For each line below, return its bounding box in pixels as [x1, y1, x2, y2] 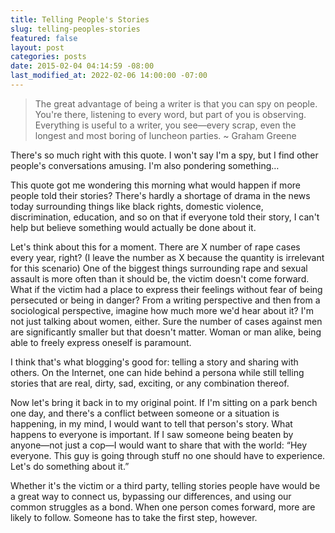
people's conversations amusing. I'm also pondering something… [10, 159, 280, 171]
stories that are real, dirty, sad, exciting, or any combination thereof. [10, 377, 290, 389]
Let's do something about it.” [10, 460, 130, 472]
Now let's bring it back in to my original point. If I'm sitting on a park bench [10, 396, 318, 408]
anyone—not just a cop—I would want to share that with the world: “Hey [10, 439, 308, 451]
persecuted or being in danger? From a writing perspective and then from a [10, 294, 321, 306]
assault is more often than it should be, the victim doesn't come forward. [10, 272, 310, 285]
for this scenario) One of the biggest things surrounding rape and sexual [10, 262, 308, 274]
